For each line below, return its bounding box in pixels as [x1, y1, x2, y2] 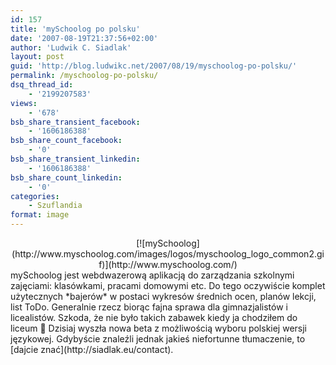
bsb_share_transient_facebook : [10, 117, 141, 127]
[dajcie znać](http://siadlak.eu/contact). [10, 344, 174, 355]
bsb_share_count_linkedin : [10, 172, 123, 183]
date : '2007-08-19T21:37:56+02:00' [10, 33, 159, 43]
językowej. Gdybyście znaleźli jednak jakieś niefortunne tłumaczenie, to [10, 333, 306, 345]
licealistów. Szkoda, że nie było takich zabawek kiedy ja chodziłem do [10, 312, 298, 323]
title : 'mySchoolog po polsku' [10, 24, 141, 34]
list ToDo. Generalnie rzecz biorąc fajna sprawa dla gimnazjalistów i [10, 301, 288, 313]
